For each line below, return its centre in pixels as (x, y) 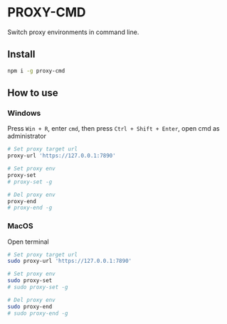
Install (21, 54)
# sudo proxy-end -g (38, 313)
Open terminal (28, 242)
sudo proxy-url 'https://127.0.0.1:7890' (70, 261)
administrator (27, 136)
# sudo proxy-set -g (38, 287)
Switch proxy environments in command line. (73, 32)
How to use (33, 93)
